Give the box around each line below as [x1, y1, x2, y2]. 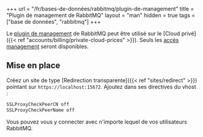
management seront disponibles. [6, 43, 89, 50]
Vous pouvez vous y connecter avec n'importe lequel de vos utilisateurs [6, 118, 187, 125]
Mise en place [6, 60, 61, 71]
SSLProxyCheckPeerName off [6, 107, 75, 113]
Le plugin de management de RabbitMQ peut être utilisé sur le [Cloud [6, 30, 180, 37]
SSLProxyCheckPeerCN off [6, 101, 69, 107]
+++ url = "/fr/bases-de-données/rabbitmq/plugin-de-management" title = [6, 5, 194, 12]
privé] [181, 30, 196, 37]
